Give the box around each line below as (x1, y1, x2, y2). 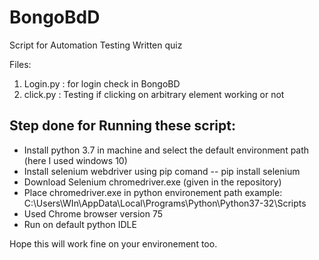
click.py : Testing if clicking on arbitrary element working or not (23, 88, 285, 100)
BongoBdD (9, 6, 101, 29)
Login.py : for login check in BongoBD (23, 77, 181, 90)
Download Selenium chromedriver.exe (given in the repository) (23, 176, 282, 188)
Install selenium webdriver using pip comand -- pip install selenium (23, 165, 301, 177)
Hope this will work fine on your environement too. (9, 237, 218, 250)
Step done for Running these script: (9, 117, 236, 135)
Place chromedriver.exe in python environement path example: (23, 186, 283, 198)
